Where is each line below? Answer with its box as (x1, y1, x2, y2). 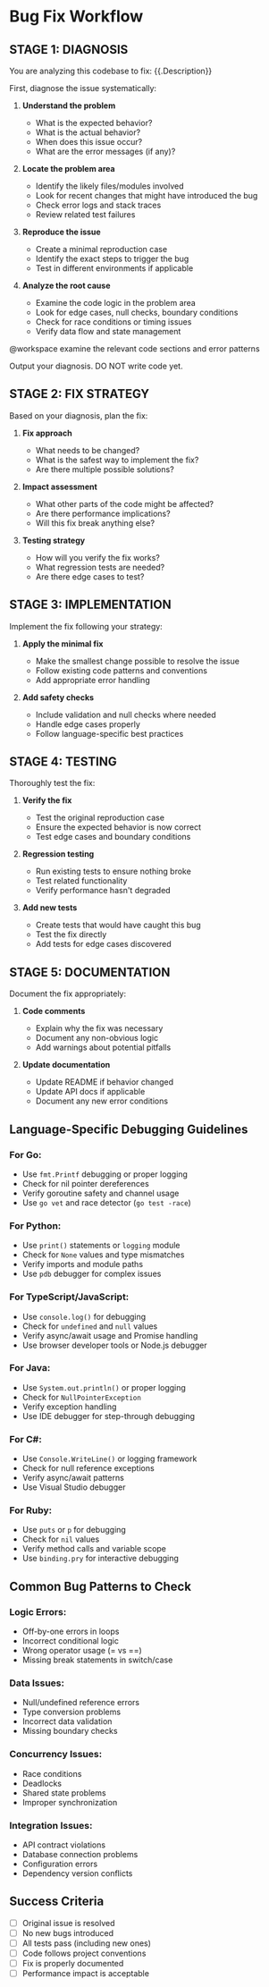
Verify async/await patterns (21, 1473, 125, 1484)
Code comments (21, 1006, 86, 1017)
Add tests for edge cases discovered (35, 939, 172, 950)
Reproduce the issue (21, 226, 101, 237)
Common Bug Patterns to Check (9, 1578, 192, 1594)
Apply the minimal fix (21, 638, 104, 649)
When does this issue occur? (35, 137, 143, 147)
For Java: (9, 1362, 51, 1374)
